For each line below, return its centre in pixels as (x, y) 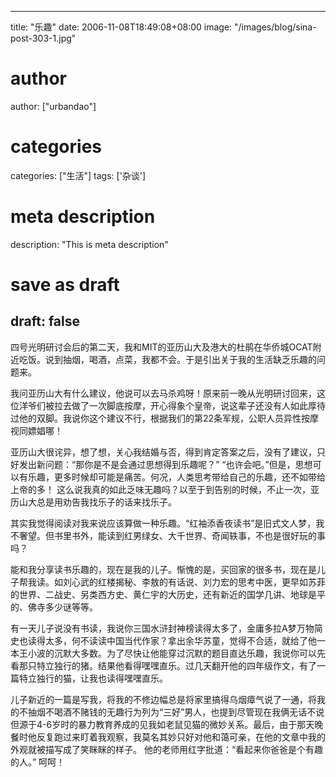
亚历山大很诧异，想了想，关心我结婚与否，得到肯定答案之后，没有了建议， (163, 452)
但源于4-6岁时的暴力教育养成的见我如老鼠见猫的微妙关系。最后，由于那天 (162, 724)
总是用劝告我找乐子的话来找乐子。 (106, 502)
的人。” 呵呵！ (38, 762)
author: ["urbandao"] (53, 106)
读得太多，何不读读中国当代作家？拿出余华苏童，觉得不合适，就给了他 (172, 640)
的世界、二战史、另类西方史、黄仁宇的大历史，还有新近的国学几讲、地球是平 (168, 594)
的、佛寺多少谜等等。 (54, 607)
